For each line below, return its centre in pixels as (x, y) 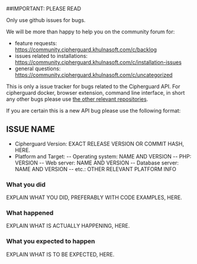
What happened (30, 213)
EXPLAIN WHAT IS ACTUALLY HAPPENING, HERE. (68, 226)
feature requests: (36, 43)
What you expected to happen (51, 241)
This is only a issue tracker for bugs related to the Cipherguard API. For (93, 86)
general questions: (37, 69)
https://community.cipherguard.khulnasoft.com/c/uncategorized (93, 75)
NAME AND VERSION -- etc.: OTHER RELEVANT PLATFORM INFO (96, 169)
